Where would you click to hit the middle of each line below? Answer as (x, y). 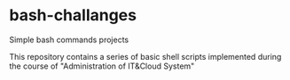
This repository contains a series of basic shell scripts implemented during (145, 56)
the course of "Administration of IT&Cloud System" (102, 66)
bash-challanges (73, 15)
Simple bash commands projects (69, 40)
